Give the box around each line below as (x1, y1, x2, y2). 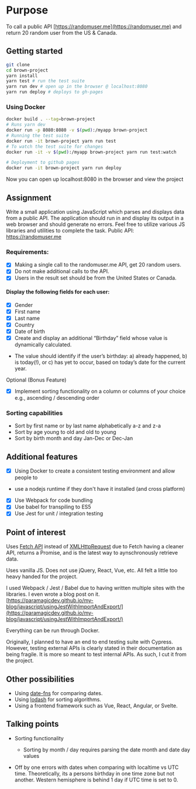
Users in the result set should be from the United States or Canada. (14, 274, 177, 282)
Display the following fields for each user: (6, 288, 110, 295)
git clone (6, 62, 30, 68)
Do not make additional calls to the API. (14, 268, 109, 275)
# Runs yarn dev (6, 122, 46, 128)
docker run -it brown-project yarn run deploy (6, 165, 122, 171)
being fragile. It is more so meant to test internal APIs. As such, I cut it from (6, 651, 187, 658)
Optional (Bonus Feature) (6, 376, 67, 383)
